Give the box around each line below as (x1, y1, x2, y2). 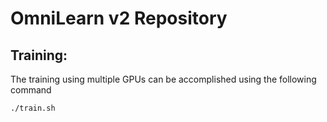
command (10, 84, 52, 96)
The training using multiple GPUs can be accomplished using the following (10, 73, 317, 85)
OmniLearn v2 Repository (10, 7, 228, 30)
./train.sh (10, 103, 56, 113)
